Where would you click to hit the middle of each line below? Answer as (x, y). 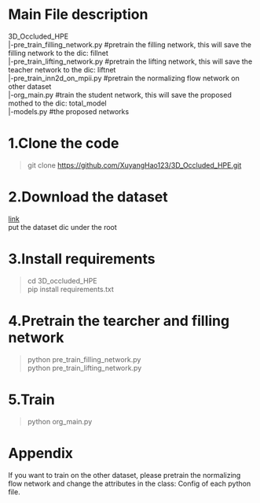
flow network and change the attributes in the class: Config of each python (130, 483)
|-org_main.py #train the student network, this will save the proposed (120, 94)
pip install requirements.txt (70, 289)
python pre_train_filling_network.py (84, 359)
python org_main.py (60, 421)
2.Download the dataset (88, 197)
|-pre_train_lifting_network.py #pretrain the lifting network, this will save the (130, 61)
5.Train (31, 399)
